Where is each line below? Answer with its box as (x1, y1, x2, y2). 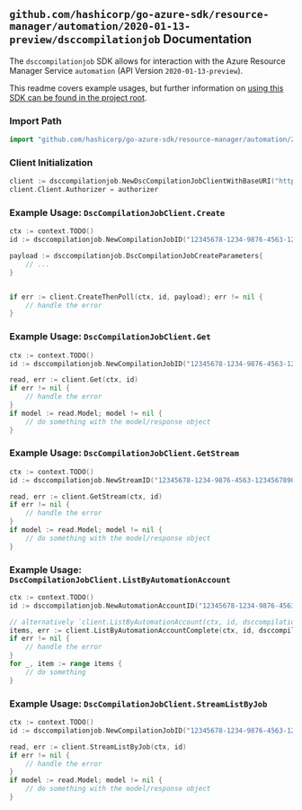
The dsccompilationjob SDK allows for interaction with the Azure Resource (9, 55, 286, 67)
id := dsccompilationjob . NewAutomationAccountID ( (9, 601, 200, 610)
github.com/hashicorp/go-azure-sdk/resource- (9, 8, 270, 22)
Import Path (9, 114, 62, 127)
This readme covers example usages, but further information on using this (9, 82, 284, 94)
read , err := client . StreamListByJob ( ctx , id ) (9, 742, 187, 751)
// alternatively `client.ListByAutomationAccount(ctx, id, (9, 617, 240, 626)
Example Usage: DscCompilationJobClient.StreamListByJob (9, 697, 268, 710)
